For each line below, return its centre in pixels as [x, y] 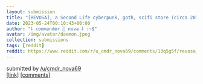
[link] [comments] [28, 75]
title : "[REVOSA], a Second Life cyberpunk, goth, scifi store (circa [97, 18]
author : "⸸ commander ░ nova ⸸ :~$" [52, 29]
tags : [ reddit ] [25, 46]
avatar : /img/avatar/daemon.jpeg [48, 34]
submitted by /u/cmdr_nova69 [44, 68]
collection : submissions [37, 40]
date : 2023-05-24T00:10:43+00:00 [48, 23]
